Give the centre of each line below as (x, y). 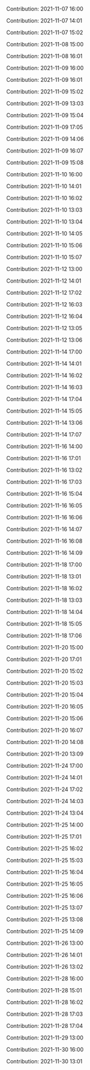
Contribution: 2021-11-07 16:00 (45, 9)
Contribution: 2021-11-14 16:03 (45, 387)
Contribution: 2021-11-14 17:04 (44, 399)
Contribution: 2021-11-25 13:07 (45, 908)
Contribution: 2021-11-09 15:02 (45, 92)
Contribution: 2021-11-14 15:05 (44, 411)
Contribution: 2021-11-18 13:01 (44, 577)
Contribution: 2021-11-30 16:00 (45, 1050)
